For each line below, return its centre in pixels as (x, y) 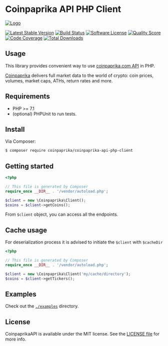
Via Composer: (20, 141)
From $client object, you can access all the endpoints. (62, 214)
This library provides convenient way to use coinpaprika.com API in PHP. (80, 65)
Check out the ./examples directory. (42, 306)
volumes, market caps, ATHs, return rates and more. (59, 80)
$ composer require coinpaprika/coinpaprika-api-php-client (69, 151)
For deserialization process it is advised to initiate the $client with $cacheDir (84, 242)
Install (15, 129)
